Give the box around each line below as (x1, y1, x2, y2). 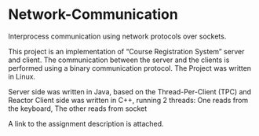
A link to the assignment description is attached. (8, 119, 164, 128)
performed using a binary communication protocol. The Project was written (8, 63, 252, 72)
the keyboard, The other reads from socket (8, 104, 148, 113)
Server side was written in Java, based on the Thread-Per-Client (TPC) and (8, 86, 252, 96)
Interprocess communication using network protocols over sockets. (8, 31, 227, 41)
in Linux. (8, 72, 36, 81)
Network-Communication (8, 6, 178, 24)
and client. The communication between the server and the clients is (8, 55, 230, 64)
